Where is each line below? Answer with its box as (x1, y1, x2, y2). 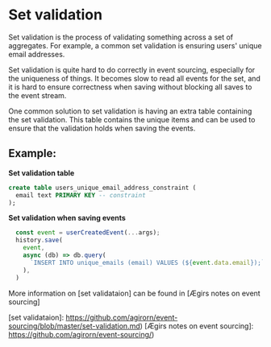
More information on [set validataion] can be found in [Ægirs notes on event (8, 288, 261, 298)
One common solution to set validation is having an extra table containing (8, 106, 252, 116)
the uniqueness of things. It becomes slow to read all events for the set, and (8, 73, 261, 83)
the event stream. (8, 90, 67, 100)
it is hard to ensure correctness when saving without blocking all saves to (8, 82, 252, 92)
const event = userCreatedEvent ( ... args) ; (15, 229, 161, 237)
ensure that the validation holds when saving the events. (8, 123, 196, 133)
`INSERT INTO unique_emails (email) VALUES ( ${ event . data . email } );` (29, 258, 265, 266)
